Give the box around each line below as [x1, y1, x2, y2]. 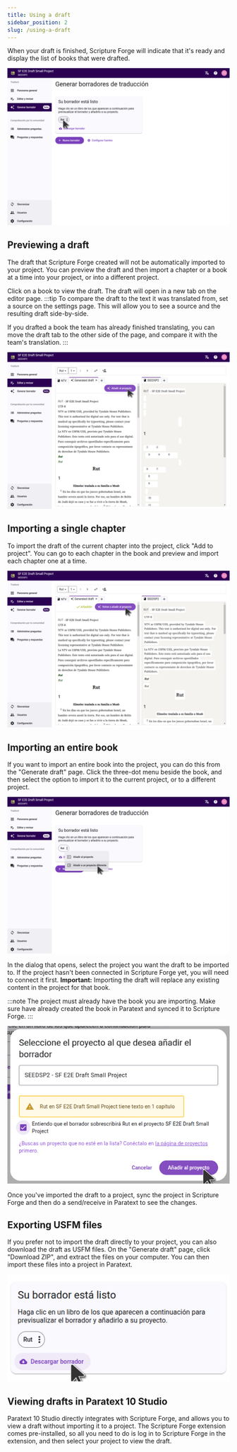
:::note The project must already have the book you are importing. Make [7, 997, 216, 1005]
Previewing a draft [7, 239, 90, 251]
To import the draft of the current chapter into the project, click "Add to [7, 542, 214, 550]
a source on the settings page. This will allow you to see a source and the [7, 302, 221, 310]
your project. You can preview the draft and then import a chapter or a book [7, 265, 228, 274]
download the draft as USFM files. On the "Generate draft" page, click [7, 1245, 210, 1254]
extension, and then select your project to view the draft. [7, 1437, 172, 1446]
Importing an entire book [7, 741, 119, 753]
